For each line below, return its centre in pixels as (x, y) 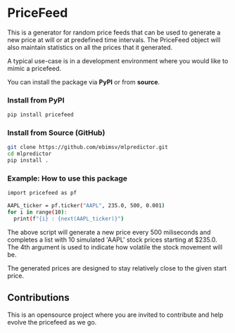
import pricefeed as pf (42, 193)
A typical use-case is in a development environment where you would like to (118, 60)
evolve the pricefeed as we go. (52, 322)
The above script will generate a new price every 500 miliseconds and (109, 232)
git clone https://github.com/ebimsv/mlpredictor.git (88, 148)
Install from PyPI (36, 100)
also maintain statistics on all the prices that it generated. (90, 47)
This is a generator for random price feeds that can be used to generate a (114, 32)
